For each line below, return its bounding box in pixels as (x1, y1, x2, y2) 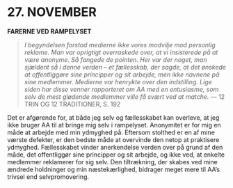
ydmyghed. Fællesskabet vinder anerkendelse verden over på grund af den (7, 143, 223, 151)
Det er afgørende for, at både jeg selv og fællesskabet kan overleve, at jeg (7, 113, 220, 122)
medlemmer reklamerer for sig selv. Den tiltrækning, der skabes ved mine (7, 157, 218, 166)
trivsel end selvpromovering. (7, 172, 89, 181)
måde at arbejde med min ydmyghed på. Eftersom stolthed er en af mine (7, 128, 216, 136)
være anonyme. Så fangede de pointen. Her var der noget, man (24, 55, 207, 63)
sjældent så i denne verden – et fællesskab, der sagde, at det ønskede (24, 63, 226, 71)
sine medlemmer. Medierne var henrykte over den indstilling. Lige (24, 77, 212, 86)
